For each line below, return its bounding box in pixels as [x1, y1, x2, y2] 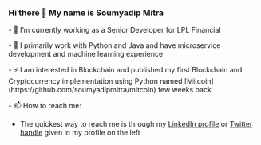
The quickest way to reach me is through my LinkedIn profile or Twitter [19, 120, 253, 129]
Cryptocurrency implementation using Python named [8, 76, 183, 86]
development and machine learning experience [8, 49, 164, 59]
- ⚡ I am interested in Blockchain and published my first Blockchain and [8, 65, 243, 75]
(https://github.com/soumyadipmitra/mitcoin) [8, 85, 157, 95]
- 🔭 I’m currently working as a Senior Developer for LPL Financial [8, 25, 221, 35]
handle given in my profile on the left [19, 127, 141, 138]
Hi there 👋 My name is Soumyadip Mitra [8, 7, 164, 18]
